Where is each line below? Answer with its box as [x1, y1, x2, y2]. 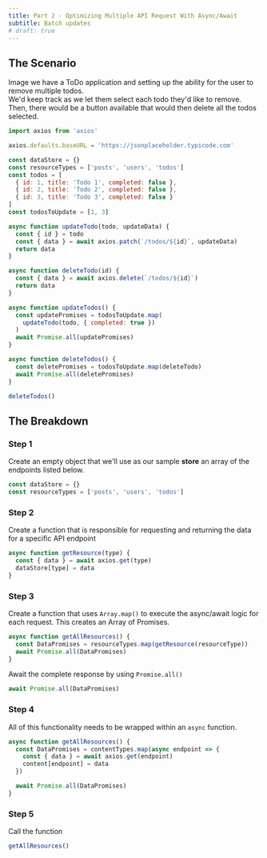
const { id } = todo [15, 230, 84, 238]
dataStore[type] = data [15, 564, 94, 572]
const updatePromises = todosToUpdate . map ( [15, 311, 162, 319]
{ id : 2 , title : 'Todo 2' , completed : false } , [15, 186, 177, 194]
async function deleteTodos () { [8, 356, 116, 364]
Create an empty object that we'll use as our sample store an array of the [8, 457, 250, 466]
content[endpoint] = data [22, 760, 110, 768]
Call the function [8, 827, 63, 836]
